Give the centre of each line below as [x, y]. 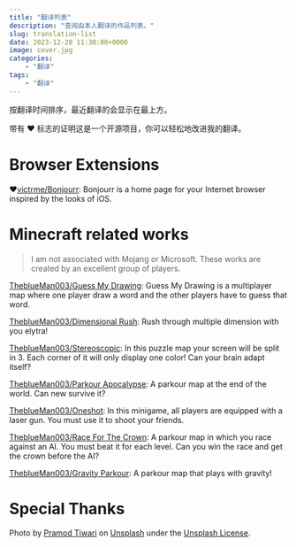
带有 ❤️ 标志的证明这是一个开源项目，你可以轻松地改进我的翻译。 [128, 128]
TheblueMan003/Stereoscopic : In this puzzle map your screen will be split [144, 348]
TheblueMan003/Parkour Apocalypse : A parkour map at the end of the [138, 384]
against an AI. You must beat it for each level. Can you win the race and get [146, 446]
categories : [31, 58]
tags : [19, 75]
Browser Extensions [84, 164]
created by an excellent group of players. [106, 268]
